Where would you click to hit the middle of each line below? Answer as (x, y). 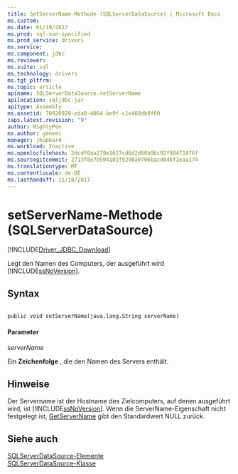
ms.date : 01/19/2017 (38, 27)
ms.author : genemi (34, 133)
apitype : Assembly (34, 107)
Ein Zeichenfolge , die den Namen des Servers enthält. (88, 361)
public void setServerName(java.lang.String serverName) (93, 316)
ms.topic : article (34, 87)
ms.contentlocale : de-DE (44, 173)
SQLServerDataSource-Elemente (56, 456)
